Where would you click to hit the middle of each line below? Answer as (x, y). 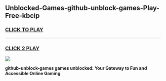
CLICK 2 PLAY (22, 48)
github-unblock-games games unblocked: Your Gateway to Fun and (76, 68)
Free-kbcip (22, 16)
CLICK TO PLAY (24, 30)
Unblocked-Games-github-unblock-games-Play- (82, 8)
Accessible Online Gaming (33, 73)
